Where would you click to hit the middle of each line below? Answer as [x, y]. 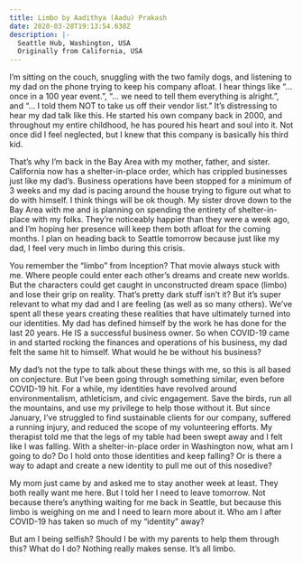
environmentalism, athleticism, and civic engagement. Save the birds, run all [151, 399]
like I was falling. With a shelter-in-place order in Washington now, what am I [151, 446]
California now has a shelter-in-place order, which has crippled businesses [149, 172]
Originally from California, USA [80, 52]
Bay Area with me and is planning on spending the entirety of [123, 210]
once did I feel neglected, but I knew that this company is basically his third [149, 135]
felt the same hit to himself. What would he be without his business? [135, 352]
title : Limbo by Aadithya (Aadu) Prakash [88, 18]
